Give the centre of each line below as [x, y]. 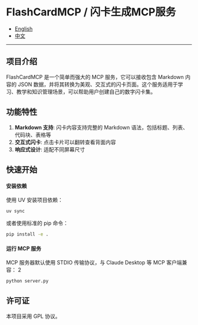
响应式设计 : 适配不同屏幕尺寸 [50, 149]
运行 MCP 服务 [24, 248]
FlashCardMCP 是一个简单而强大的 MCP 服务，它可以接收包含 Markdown [95, 77]
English [24, 29]
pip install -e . [27, 234]
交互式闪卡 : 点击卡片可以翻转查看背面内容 [65, 142]
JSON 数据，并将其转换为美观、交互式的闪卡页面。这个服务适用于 [98, 84]
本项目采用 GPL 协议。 [33, 316]
